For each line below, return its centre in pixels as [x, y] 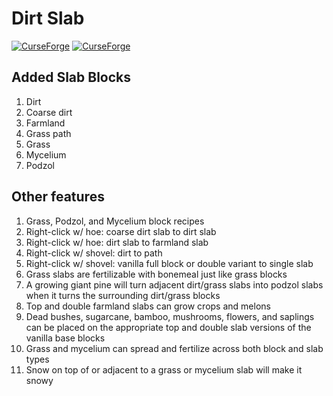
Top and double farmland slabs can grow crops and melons [148, 306]
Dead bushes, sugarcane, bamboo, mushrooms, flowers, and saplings [170, 316]
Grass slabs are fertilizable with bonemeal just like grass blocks [156, 274]
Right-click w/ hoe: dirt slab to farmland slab [117, 242]
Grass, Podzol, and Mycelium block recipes [115, 221]
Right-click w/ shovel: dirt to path [94, 253]
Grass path [48, 133]
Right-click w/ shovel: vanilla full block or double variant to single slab [169, 263]
